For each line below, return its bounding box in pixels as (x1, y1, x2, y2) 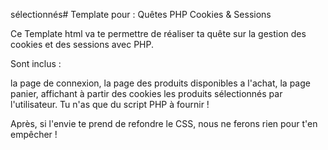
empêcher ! (10, 129, 58, 140)
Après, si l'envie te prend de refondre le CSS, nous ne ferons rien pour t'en (10, 118, 318, 129)
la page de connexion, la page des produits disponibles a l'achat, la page (10, 77, 311, 89)
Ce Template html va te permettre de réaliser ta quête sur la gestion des (10, 28, 307, 39)
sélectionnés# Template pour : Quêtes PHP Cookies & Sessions (10, 9, 272, 20)
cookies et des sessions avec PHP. (10, 39, 155, 50)
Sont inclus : (10, 58, 62, 69)
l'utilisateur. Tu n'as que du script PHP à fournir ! (10, 99, 210, 110)
